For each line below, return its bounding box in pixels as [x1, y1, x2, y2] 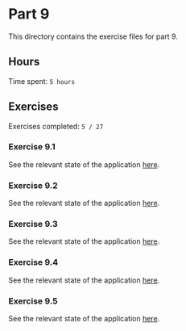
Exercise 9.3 [8, 219, 58, 230]
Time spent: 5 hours [8, 76, 75, 86]
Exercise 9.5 [8, 295, 58, 307]
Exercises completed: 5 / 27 [8, 121, 104, 131]
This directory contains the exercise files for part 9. [8, 31, 179, 41]
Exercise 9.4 [8, 257, 59, 268]
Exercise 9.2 [8, 179, 58, 191]
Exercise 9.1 [8, 141, 56, 153]
